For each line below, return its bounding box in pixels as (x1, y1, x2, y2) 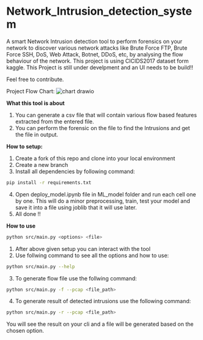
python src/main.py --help (6, 263, 75, 269)
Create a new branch (15, 161, 68, 168)
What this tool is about (6, 99, 65, 107)
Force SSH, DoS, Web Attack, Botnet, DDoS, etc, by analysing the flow (6, 50, 183, 58)
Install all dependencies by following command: (15, 168, 136, 175)
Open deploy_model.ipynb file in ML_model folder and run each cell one (15, 190, 196, 198)
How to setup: (6, 142, 43, 150)
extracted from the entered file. (15, 118, 95, 125)
